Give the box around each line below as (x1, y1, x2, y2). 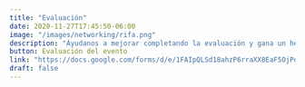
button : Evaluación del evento (9, 47, 128, 56)
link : (9, 55, 30, 64)
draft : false (9, 64, 59, 73)
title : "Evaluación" (9, 13, 88, 23)
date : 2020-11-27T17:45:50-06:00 (9, 22, 136, 31)
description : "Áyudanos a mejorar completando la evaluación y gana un (9, 38, 286, 48)
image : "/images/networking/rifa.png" (9, 30, 156, 39)
